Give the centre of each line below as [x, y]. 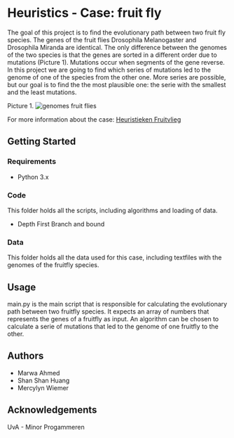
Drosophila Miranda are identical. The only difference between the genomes [117, 47]
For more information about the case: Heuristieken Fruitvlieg [94, 119]
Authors [26, 356]
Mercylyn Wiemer [43, 387]
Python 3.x [33, 176]
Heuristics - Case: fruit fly [84, 13]
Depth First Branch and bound [61, 224]
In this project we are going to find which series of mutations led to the [109, 70]
